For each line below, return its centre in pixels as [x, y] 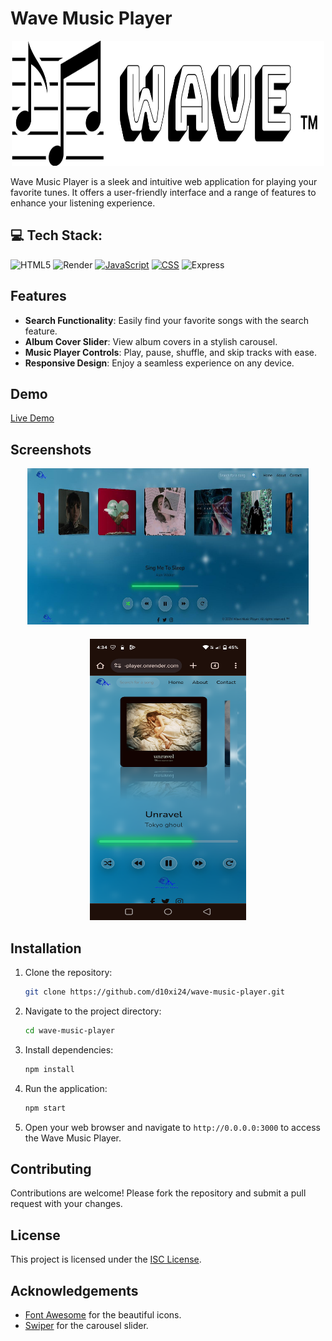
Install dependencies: [69, 1049]
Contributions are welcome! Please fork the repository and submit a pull [158, 1193]
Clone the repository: [68, 972]
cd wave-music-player [69, 1030]
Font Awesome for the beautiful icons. [103, 1314]
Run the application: [66, 1088]
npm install [49, 1069]
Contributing [51, 1168]
